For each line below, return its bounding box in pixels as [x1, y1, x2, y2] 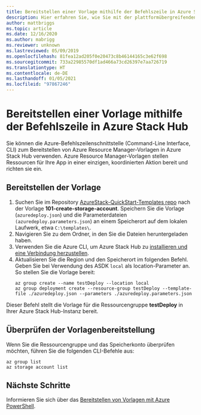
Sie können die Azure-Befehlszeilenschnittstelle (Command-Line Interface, [6, 139, 191, 147]
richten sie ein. [6, 165, 43, 172]
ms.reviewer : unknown [6, 43, 60, 49]
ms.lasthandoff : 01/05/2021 [6, 76, 77, 82]
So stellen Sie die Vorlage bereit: [14, 268, 96, 276]
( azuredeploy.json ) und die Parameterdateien [14, 211, 127, 218]
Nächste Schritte [6, 380, 71, 390]
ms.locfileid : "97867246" [6, 82, 71, 88]
